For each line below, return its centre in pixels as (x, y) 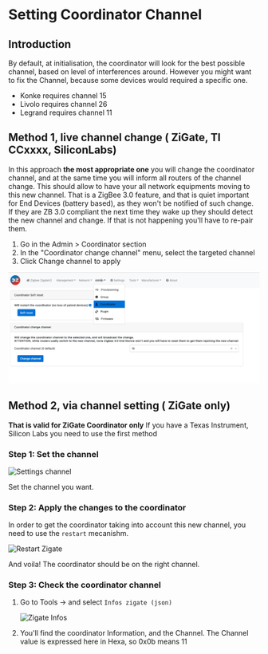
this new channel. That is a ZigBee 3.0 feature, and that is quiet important (129, 195)
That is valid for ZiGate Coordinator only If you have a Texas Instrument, (128, 425)
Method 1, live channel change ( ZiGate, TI (114, 138)
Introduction (40, 44)
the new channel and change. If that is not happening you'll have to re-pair (131, 220)
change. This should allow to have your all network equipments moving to (129, 186)
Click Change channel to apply (70, 261)
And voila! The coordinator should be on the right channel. (104, 565)
